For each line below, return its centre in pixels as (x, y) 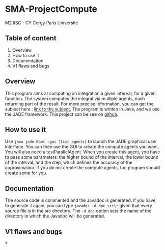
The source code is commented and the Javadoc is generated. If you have (80, 200)
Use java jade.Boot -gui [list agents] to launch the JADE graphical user (81, 142)
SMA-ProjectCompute (51, 9)
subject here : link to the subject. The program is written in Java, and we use (82, 109)
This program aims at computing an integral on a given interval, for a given (81, 93)
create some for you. (26, 173)
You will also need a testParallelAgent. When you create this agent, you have (82, 152)
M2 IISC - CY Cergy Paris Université (42, 23)
